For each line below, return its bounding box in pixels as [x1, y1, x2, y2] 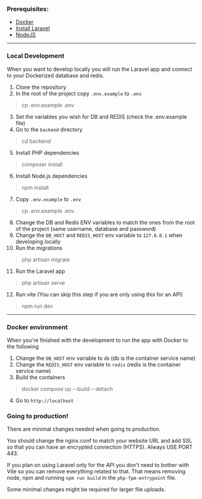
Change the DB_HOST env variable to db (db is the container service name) [15, 354, 196, 362]
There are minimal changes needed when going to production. [7, 425, 161, 433]
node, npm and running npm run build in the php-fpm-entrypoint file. [7, 474, 176, 482]
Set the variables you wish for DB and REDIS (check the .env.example [15, 113, 188, 120]
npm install [21, 184, 49, 191]
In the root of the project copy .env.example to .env [15, 89, 142, 97]
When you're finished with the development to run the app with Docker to [7, 336, 188, 344]
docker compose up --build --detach [21, 385, 113, 392]
